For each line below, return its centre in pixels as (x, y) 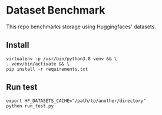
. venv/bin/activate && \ (38, 64)
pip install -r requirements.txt (47, 69)
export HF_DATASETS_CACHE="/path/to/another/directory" (76, 101)
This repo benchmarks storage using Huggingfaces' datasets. (81, 27)
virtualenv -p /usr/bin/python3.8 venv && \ (62, 59)
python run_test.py (30, 106)
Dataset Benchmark (56, 10)
